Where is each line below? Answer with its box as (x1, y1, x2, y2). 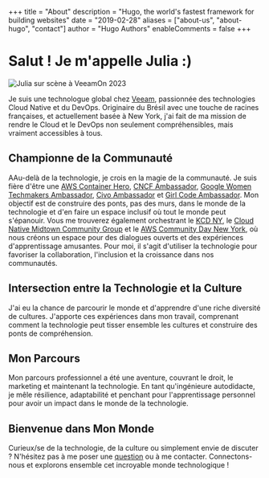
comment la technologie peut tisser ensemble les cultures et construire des (8, 320, 259, 329)
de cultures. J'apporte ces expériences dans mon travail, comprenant (8, 311, 239, 321)
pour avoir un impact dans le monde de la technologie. (8, 398, 189, 408)
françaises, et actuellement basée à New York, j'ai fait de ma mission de (8, 111, 247, 121)
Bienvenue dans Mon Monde (8, 422, 155, 435)
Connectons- (208, 451, 253, 461)
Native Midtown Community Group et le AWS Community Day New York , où (8, 224, 259, 234)
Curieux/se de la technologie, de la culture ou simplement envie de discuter (8, 443, 259, 453)
